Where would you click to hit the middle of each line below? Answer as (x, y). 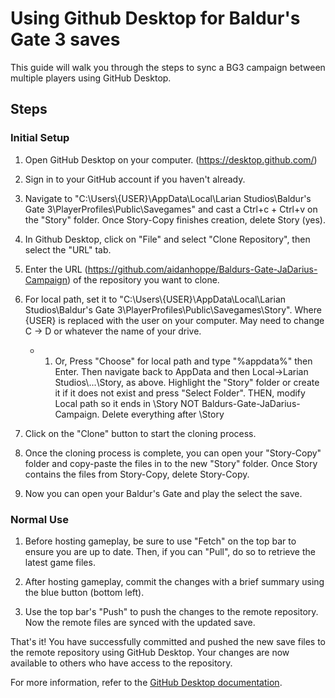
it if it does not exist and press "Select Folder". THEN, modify (180, 393)
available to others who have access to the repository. (121, 663)
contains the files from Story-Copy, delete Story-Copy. (137, 474)
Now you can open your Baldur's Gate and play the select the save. (163, 493)
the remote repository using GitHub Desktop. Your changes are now (150, 652)
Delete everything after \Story (163, 414)
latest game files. (60, 562)
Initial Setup (40, 138)
